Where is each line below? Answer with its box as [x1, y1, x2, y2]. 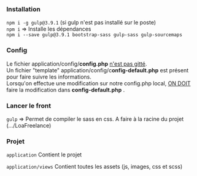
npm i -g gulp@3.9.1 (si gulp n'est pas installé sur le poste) [6, 19, 156, 26]
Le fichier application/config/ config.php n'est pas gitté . [6, 60, 147, 67]
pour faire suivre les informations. [6, 73, 92, 80]
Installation [6, 5, 41, 13]
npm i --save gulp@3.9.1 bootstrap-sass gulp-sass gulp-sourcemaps [6, 32, 183, 38]
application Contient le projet [6, 151, 82, 158]
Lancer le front [6, 101, 51, 110]
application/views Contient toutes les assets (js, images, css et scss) [6, 163, 183, 170]
